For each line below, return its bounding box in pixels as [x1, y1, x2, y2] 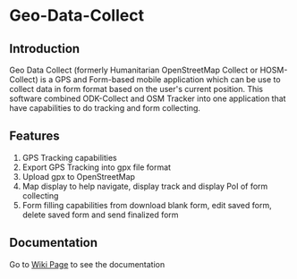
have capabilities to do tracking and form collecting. [9, 103, 201, 113]
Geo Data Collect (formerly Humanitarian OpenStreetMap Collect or [9, 64, 259, 75]
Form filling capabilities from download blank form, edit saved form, [21, 199, 272, 210]
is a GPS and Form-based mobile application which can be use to [39, 74, 281, 85]
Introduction [9, 41, 81, 56]
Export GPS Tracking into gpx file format [21, 162, 172, 173]
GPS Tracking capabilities [21, 152, 118, 163]
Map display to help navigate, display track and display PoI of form [21, 181, 268, 191]
